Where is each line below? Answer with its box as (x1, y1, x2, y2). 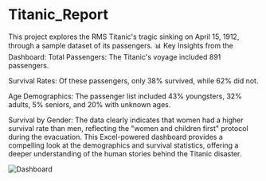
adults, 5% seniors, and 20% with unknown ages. (8, 99, 171, 109)
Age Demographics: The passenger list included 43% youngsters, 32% (8, 91, 243, 101)
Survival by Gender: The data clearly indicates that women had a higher (8, 115, 244, 125)
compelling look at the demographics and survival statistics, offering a (8, 141, 239, 150)
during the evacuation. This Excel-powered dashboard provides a (8, 132, 223, 141)
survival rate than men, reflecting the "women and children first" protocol (8, 123, 248, 133)
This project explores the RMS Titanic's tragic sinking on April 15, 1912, (8, 32, 240, 41)
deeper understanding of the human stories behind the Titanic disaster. (8, 148, 242, 158)
